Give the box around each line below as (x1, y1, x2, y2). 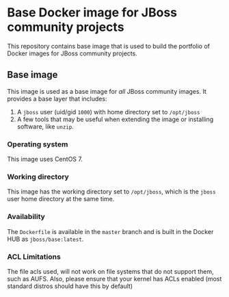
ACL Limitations (7, 252, 62, 261)
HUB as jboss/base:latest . (7, 235, 84, 243)
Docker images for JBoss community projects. (7, 49, 138, 57)
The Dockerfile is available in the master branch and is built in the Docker (7, 227, 214, 235)
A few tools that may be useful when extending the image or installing (16, 115, 214, 123)
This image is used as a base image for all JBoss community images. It (7, 87, 207, 95)
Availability (7, 212, 46, 222)
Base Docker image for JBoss (7, 5, 178, 21)
